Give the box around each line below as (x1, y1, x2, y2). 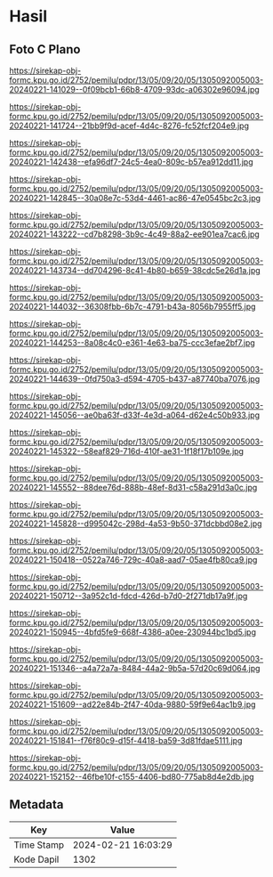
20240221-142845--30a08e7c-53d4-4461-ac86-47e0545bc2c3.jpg (9, 193, 261, 203)
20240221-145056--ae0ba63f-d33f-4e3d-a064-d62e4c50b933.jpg (9, 410, 261, 420)
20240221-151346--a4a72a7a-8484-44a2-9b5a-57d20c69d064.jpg (9, 663, 261, 673)
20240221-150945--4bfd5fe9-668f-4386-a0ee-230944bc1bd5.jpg (9, 627, 256, 637)
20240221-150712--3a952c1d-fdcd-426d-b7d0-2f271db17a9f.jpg (9, 590, 248, 601)
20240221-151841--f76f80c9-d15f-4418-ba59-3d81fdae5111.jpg (9, 735, 243, 745)
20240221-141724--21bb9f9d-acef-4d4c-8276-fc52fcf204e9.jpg (9, 120, 249, 131)
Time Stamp (13, 839, 65, 851)
